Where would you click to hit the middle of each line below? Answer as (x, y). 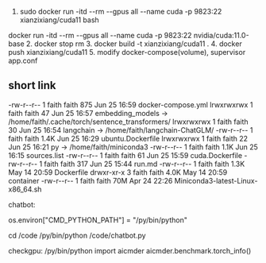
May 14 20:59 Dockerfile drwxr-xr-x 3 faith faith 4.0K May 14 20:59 (118, 172)
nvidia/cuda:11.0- (221, 35)
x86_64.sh (25, 189)
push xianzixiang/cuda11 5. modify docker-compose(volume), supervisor (127, 52)
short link (32, 85)
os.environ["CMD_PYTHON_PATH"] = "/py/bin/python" (98, 220)
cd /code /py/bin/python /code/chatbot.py (77, 235)
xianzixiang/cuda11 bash (59, 20)
